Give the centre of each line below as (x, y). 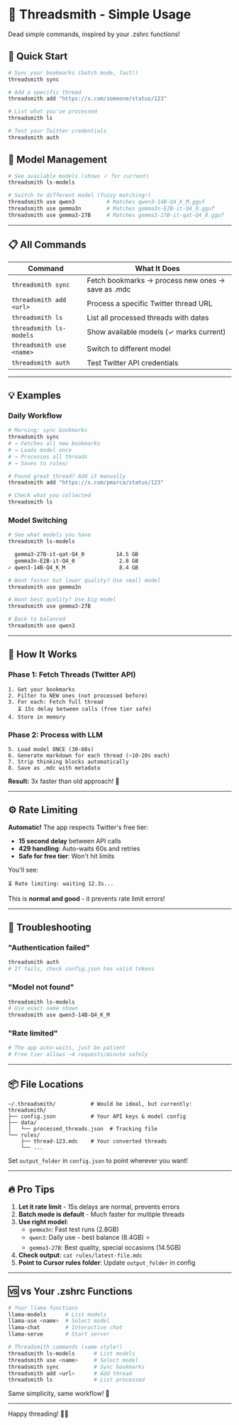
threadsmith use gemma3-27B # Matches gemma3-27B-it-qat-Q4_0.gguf (116, 215)
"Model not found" (41, 987)
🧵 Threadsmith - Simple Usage (100, 15)
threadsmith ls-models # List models (72, 1353)
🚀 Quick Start (38, 56)
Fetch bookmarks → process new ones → (156, 280)
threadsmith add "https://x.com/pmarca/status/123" (86, 483)
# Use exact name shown (43, 1009)
